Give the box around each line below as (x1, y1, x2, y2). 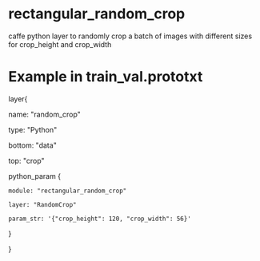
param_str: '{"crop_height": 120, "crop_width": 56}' (8, 215, 192, 223)
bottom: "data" (8, 140, 58, 150)
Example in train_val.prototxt (8, 68, 203, 86)
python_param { (8, 171, 62, 180)
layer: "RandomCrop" (8, 200, 78, 208)
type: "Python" (8, 125, 58, 134)
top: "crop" (8, 156, 46, 165)
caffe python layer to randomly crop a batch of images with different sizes (8, 31, 253, 41)
